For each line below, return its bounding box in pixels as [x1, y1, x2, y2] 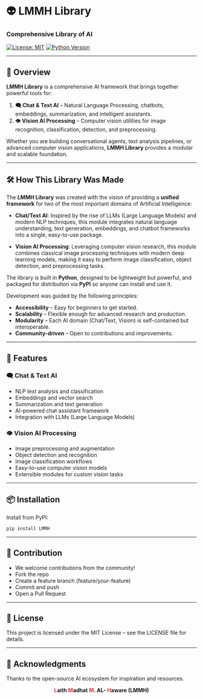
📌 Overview [6, 67, 51, 77]
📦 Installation [6, 495, 60, 505]
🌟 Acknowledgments [6, 658, 86, 669]
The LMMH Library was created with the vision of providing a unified [6, 194, 179, 201]
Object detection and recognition [14, 452, 98, 459]
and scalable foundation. [6, 150, 68, 158]
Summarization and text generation [14, 400, 103, 407]
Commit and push [14, 583, 60, 590]
